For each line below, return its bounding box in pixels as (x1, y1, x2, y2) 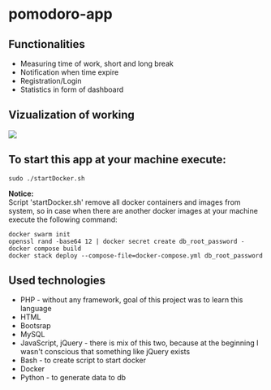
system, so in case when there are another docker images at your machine (8, 206, 258, 215)
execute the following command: (8, 214, 118, 224)
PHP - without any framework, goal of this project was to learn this (19, 295, 243, 305)
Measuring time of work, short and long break (19, 58, 174, 68)
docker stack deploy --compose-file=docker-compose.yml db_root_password (8, 251, 264, 260)
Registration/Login (19, 76, 83, 85)
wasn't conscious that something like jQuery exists (19, 347, 191, 357)
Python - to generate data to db (19, 373, 127, 383)
